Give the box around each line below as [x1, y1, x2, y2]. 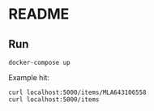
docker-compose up [8, 58, 71, 66]
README [8, 5, 70, 23]
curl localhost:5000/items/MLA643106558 [8, 88, 148, 96]
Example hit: [8, 73, 50, 82]
